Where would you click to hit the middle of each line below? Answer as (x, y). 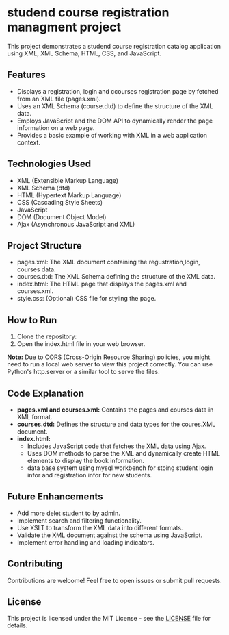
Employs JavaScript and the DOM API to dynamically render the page (115, 121)
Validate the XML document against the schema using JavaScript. (110, 535)
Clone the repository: (47, 336)
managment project (64, 27)
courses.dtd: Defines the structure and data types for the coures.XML (116, 424)
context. (29, 142)
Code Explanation (45, 393)
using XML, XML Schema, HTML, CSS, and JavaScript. (84, 53)
